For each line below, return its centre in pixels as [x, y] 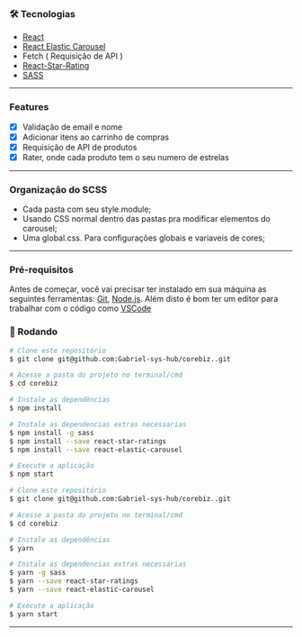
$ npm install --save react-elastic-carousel [96, 450]
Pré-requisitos [41, 270]
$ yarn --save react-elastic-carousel [82, 590]
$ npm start [31, 474]
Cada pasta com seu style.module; [87, 209]
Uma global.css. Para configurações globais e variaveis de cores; [143, 238]
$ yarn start [34, 614]
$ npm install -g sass [52, 432]
